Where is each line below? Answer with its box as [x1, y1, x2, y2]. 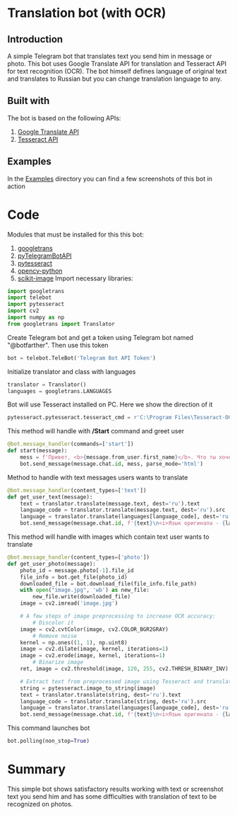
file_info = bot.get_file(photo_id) [20, 574, 128, 581]
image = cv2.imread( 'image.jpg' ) [20, 600, 119, 607]
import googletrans [7, 287, 65, 295]
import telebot [7, 294, 52, 302]
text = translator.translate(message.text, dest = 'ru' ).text [20, 500, 200, 507]
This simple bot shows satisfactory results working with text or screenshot [7, 785, 224, 793]
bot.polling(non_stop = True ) [7, 738, 90, 745]
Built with [7, 95, 50, 107]
